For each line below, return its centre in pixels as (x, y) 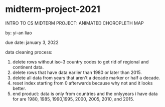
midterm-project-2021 (53, 9)
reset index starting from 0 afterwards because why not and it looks (82, 83)
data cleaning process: (29, 52)
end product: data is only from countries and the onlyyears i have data (85, 93)
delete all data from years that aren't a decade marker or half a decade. (86, 77)
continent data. (28, 67)
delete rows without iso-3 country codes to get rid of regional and (80, 61)
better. (19, 88)
